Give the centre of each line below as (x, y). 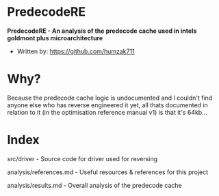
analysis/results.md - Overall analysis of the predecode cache (95, 185)
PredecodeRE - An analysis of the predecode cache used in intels (102, 31)
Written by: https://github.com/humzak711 (76, 51)
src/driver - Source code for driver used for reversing (82, 158)
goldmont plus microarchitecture (55, 38)
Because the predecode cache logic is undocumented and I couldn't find (110, 98)
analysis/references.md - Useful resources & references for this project (108, 172)
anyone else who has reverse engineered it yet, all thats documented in (108, 105)
